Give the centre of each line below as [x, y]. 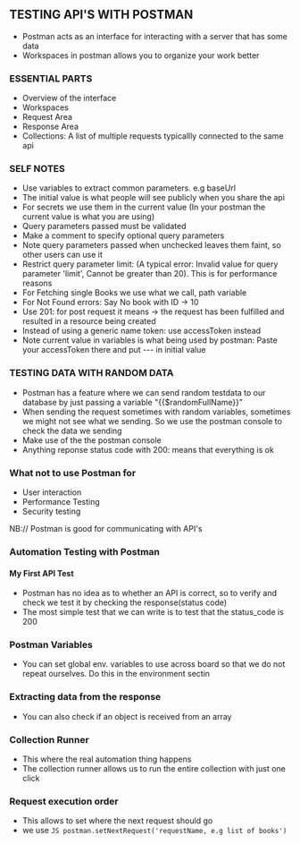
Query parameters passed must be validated [104, 226]
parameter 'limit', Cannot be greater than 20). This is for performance [150, 274]
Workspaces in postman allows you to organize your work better [141, 55]
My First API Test [42, 573]
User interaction [52, 492]
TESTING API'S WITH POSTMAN [101, 15]
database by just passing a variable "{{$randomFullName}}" [133, 402]
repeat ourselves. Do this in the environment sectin [116, 674]
